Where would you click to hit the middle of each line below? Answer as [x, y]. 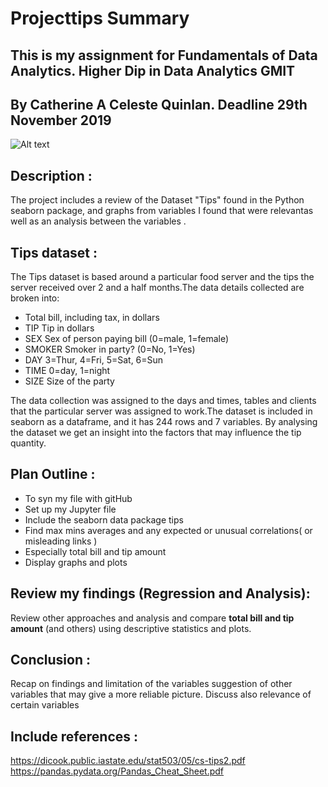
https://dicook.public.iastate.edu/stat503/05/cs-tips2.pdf [128, 761]
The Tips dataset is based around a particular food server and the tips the [162, 277]
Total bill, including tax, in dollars [92, 318]
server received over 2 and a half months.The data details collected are [157, 288]
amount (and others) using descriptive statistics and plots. [131, 628]
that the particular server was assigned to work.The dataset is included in [161, 411]
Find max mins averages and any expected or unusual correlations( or [168, 530]
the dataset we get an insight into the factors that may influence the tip [156, 433]
